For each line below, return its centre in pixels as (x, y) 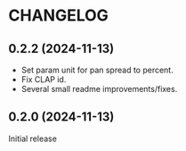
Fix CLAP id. (44, 80)
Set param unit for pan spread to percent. (97, 70)
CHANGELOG (58, 16)
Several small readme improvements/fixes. (99, 89)
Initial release (32, 138)
